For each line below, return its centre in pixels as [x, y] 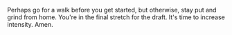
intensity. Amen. [30, 24]
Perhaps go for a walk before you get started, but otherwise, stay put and [112, 10]
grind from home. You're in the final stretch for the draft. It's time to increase [116, 17]
